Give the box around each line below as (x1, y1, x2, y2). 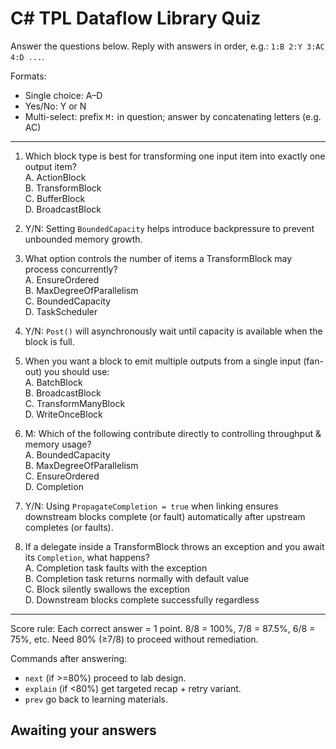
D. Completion (24, 480, 84, 492)
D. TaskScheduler (24, 305, 98, 317)
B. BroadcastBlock (24, 387, 102, 399)
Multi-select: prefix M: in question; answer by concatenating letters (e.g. (24, 110, 322, 122)
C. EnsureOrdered (24, 470, 100, 482)
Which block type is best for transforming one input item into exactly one (24, 150, 326, 162)
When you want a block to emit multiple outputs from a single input (24, 355, 302, 367)
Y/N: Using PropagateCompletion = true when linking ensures (24, 500, 279, 512)
